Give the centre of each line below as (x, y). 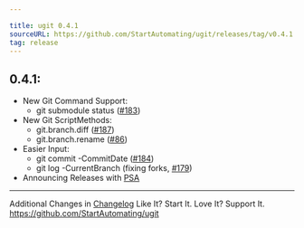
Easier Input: (46, 149)
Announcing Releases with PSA (81, 178)
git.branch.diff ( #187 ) (75, 130)
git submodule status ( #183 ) (88, 110)
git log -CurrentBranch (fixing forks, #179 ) (114, 168)
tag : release (34, 43)
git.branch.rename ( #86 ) (82, 139)
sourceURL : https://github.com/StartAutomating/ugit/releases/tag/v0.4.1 (152, 34)
